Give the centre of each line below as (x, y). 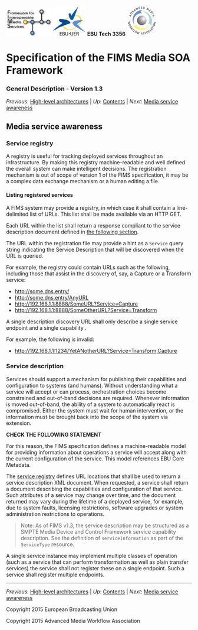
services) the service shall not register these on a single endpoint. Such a (95, 568)
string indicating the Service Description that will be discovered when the (95, 250)
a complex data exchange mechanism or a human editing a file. (83, 181)
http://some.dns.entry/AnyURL (52, 298)
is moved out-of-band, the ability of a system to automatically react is (90, 404)
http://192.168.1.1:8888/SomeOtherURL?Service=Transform (86, 310)
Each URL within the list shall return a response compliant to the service (93, 226)
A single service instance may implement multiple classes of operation (92, 556)
